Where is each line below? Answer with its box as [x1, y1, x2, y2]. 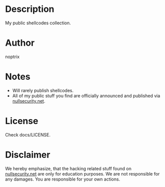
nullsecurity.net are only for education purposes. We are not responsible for [5, 171, 160, 177]
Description [5, 3, 55, 15]
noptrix [5, 54, 20, 60]
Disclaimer [5, 149, 51, 160]
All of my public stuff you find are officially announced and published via [12, 93, 161, 99]
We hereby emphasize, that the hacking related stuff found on [5, 165, 132, 172]
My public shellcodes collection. [5, 20, 71, 26]
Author [5, 37, 35, 49]
